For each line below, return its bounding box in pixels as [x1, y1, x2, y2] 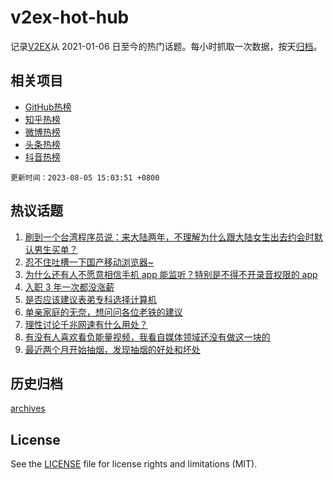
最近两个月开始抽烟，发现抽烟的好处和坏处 [24, 343, 201, 355]
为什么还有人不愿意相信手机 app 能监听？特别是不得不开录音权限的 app [24, 268, 318, 280]
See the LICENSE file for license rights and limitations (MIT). [10, 458, 258, 470]
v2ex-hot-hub [10, 6, 130, 29]
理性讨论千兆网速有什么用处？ [24, 318, 148, 330]
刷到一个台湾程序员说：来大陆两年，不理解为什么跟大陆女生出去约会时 [24, 231, 315, 243]
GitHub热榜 [24, 101, 72, 113]
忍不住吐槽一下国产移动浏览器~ [24, 256, 155, 268]
